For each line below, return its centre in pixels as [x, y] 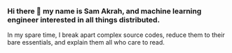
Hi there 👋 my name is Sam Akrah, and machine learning [104, 11]
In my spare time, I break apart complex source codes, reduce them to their [116, 35]
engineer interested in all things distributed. [83, 20]
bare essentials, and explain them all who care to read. [86, 43]
